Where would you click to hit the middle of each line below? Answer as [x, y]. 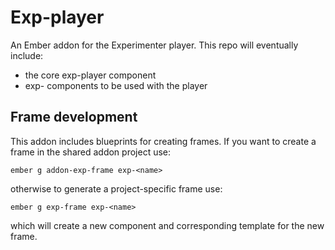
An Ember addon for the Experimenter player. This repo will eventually [154, 45]
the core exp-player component [90, 75]
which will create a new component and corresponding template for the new [167, 225]
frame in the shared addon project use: [91, 152]
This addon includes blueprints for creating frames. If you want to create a [163, 141]
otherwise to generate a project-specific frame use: [116, 188]
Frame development [74, 117]
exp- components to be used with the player [116, 85]
